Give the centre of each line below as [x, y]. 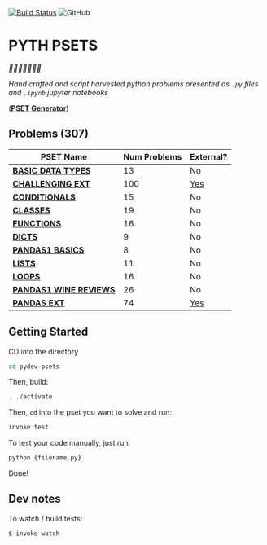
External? [209, 156]
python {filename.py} [45, 458]
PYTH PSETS [53, 46]
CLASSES [31, 210]
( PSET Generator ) [39, 108]
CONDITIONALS [44, 197]
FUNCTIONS [37, 223]
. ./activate [31, 397]
